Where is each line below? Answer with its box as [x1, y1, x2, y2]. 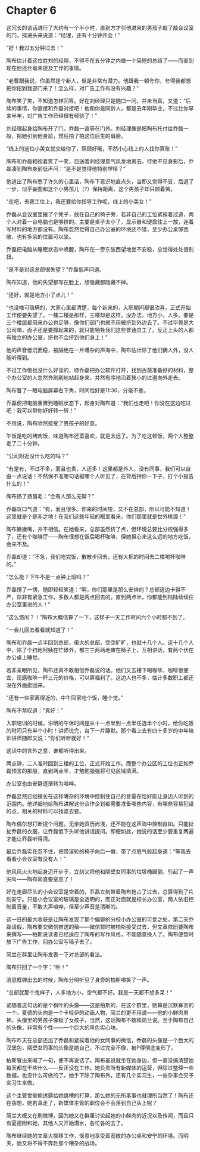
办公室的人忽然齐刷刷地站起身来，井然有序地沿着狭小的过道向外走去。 [11, 374, 183, 381]
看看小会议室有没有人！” [6, 855, 67, 863]
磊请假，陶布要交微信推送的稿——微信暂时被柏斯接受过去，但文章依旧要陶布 [6, 923, 194, 930]
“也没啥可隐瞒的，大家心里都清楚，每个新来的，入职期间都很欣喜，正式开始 [6, 304, 192, 311]
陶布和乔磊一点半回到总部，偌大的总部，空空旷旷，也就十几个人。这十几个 [6, 639, 189, 646]
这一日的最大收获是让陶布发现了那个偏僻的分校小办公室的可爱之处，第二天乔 [6, 916, 194, 923]
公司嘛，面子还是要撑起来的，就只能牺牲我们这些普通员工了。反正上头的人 [6, 326, 189, 333]
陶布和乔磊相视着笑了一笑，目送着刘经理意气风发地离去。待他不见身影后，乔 [6, 158, 194, 165]
